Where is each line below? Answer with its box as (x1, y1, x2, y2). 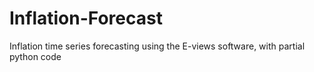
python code (9, 50, 62, 62)
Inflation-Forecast (9, 7, 163, 30)
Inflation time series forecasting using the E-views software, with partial (9, 40, 306, 52)
